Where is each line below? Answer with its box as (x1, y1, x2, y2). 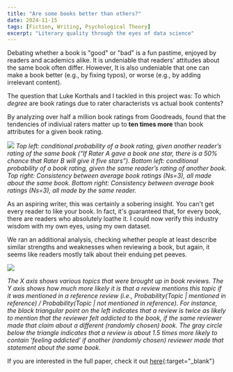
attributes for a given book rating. (7, 127, 103, 136)
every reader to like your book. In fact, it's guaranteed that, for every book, (7, 207, 221, 216)
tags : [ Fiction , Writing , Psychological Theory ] (7, 23, 151, 30)
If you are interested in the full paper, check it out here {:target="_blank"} (7, 357, 216, 366)
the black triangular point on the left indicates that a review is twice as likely (7, 307, 226, 315)
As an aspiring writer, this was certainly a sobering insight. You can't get (7, 200, 214, 208)
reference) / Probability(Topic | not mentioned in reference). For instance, (7, 299, 218, 307)
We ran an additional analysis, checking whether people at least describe (7, 235, 217, 244)
